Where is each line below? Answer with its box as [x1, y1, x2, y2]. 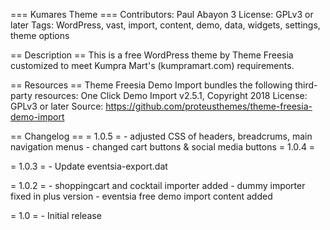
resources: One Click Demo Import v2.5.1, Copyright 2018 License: [34, 90, 308, 101]
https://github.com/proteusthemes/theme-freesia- [105, 100, 313, 112]
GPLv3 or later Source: [10, 100, 104, 112]
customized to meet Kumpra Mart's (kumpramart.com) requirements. [10, 60, 295, 71]
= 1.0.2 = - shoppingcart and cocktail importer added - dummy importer [10, 180, 306, 191]
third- [294, 79, 318, 91]
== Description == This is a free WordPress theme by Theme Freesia [10, 49, 294, 61]
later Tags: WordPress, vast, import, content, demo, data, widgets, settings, [10, 19, 321, 31]
